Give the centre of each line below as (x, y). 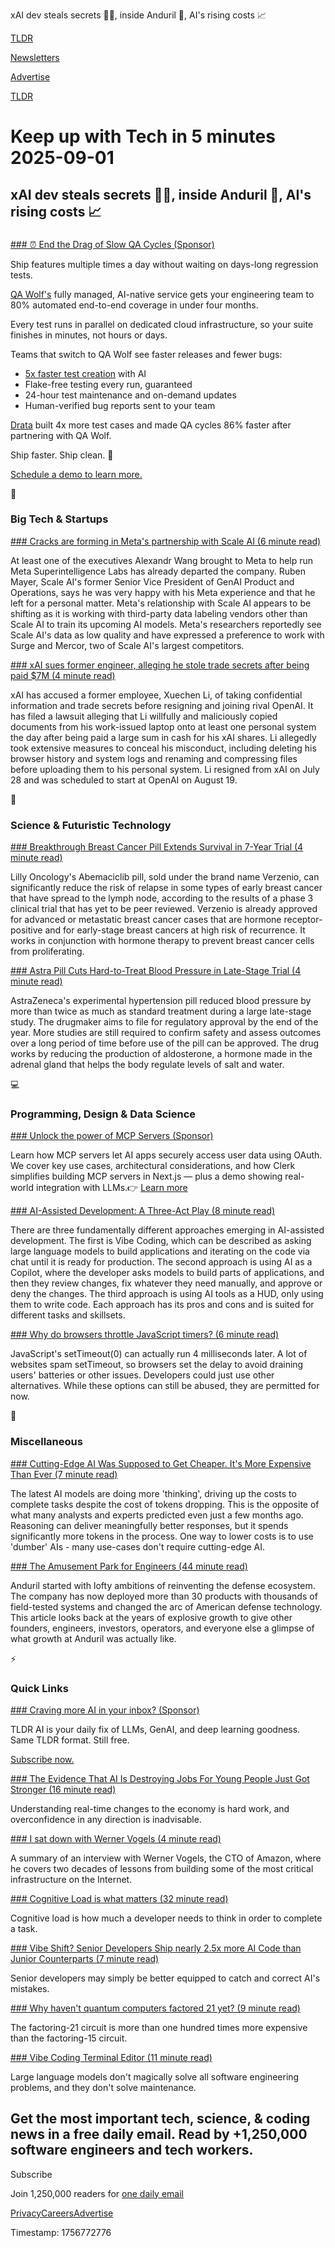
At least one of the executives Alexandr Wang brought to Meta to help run (162, 560)
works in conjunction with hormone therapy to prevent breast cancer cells (162, 941)
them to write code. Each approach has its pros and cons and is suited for (162, 1305)
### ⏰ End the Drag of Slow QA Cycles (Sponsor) (112, 244)
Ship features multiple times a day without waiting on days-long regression (164, 264)
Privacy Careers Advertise (62, 2213)
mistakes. (30, 1988)
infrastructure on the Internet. (71, 1879)
